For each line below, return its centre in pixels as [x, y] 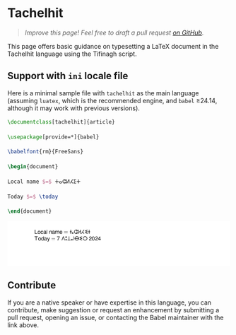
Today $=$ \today [33, 196]
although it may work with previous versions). [73, 108]
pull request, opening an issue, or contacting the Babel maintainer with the [116, 317]
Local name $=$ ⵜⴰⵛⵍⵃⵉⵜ [44, 182]
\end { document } [30, 211]
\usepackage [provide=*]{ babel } [53, 137]
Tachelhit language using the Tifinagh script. [72, 54]
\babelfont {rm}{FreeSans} [45, 152]
